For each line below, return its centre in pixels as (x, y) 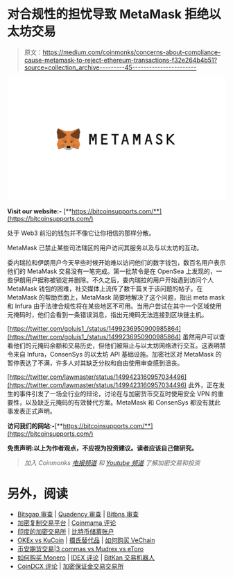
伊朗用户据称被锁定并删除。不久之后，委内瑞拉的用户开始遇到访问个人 (113, 280)
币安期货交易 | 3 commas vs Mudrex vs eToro (80, 549)
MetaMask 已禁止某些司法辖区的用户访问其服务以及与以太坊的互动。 (105, 248)
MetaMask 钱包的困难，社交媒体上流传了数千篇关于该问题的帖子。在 (105, 288)
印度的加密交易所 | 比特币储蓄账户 (66, 532)
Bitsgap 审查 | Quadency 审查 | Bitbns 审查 (78, 514)
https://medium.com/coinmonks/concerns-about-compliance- (132, 52)
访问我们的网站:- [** (35, 426)
